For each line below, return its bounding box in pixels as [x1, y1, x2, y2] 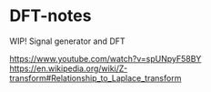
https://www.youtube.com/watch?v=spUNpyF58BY [9, 53, 202, 64]
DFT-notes [9, 5, 92, 26]
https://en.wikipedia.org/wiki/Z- [9, 63, 128, 74]
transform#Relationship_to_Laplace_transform [9, 72, 182, 83]
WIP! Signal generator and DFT [9, 36, 126, 46]
